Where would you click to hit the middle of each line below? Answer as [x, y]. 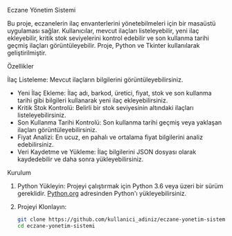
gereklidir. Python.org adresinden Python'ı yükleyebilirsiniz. [102, 193]
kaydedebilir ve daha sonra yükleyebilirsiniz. [80, 159]
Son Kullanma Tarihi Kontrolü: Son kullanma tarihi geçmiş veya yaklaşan [119, 122]
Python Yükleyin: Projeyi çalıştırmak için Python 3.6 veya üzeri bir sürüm [120, 186]
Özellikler [21, 66]
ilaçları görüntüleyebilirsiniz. [57, 130]
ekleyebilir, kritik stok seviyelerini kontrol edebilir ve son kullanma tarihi [108, 38]
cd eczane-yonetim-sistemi [56, 226]
